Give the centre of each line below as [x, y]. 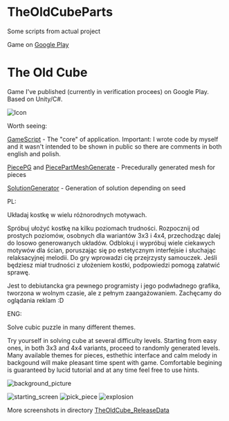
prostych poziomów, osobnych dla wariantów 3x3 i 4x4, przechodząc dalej [114, 235]
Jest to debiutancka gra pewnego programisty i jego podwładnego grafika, [114, 286]
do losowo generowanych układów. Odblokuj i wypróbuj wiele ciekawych [111, 243]
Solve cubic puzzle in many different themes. [72, 327]
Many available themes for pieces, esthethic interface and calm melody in [112, 355]
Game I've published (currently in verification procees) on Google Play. [108, 91]
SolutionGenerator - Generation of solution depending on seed [96, 188]
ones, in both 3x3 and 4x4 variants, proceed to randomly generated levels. [113, 348]
